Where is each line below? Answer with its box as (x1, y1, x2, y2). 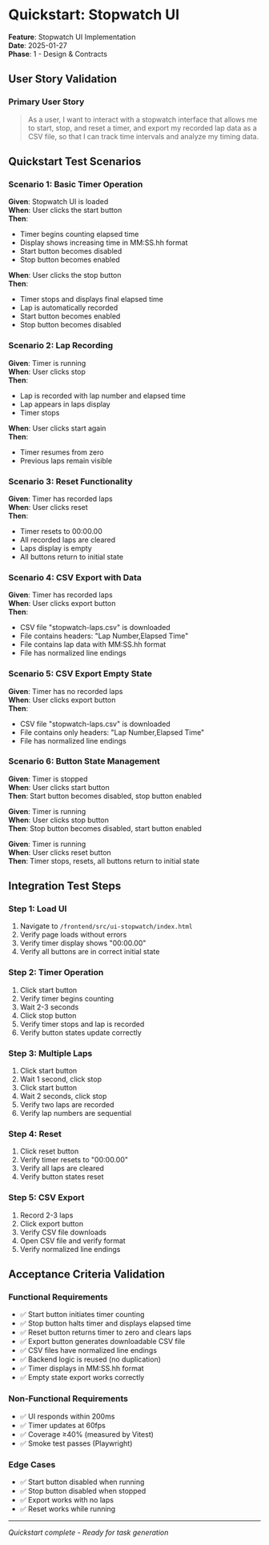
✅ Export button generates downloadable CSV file (19, 1337, 186, 1346)
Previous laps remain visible (19, 455, 113, 465)
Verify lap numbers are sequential (19, 1109, 132, 1118)
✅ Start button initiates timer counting (19, 1310, 145, 1319)
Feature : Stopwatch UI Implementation (8, 32, 136, 42)
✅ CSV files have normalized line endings (19, 1346, 158, 1355)
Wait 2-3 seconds (19, 1002, 79, 1012)
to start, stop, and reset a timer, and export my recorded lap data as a (27, 122, 258, 133)
